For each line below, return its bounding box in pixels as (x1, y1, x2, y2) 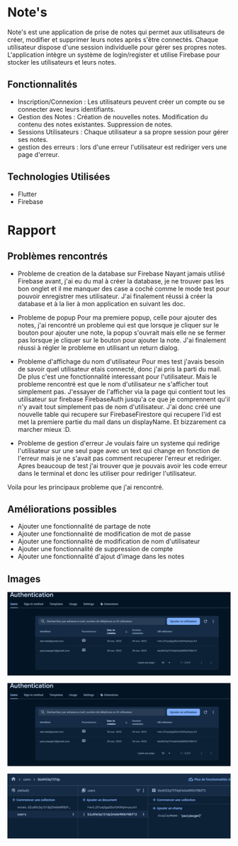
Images (7, 573, 41, 585)
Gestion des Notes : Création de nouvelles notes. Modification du (17, 112, 208, 121)
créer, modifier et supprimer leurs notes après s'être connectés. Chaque (7, 35, 218, 43)
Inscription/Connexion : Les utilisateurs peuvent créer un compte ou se (17, 97, 225, 106)
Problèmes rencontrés (7, 250, 108, 263)
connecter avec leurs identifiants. (17, 104, 115, 114)
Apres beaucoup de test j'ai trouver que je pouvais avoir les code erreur (17, 461, 228, 470)
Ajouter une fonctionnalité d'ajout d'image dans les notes (17, 552, 185, 561)
